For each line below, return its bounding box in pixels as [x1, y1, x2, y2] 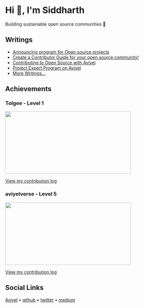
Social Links [5, 283, 44, 292]
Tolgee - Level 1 [5, 100, 44, 107]
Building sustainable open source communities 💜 [5, 21, 106, 27]
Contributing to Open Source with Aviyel [12, 60, 96, 66]
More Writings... [12, 70, 46, 76]
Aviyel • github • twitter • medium [5, 296, 76, 302]
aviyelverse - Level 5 [5, 190, 57, 197]
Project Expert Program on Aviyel [12, 65, 81, 71]
